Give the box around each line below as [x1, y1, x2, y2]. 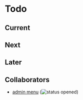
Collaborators [5, 75, 50, 84]
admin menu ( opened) [12, 89, 79, 95]
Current [5, 23, 30, 32]
